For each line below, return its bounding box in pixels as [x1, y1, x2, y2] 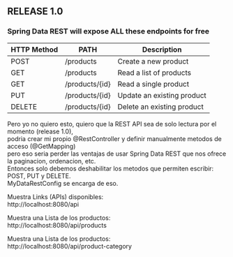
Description [142, 45, 182, 54]
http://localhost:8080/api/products [7, 221, 107, 229]
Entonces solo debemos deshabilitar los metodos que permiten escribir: [7, 164, 214, 172]
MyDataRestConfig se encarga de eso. [7, 179, 119, 187]
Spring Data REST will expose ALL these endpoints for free [7, 27, 209, 36]
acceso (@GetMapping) [7, 142, 76, 150]
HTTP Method [10, 45, 59, 54]
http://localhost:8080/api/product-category [7, 242, 133, 250]
